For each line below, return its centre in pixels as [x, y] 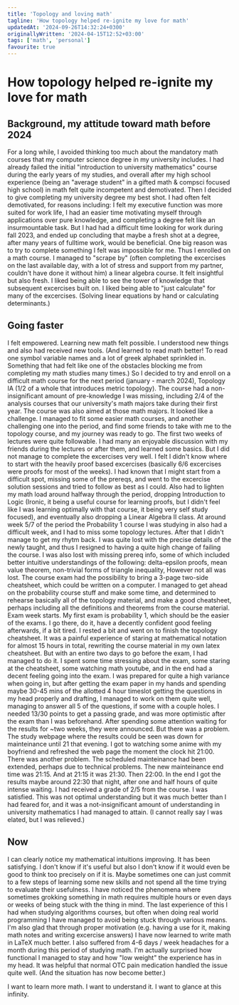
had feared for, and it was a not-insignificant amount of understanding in [114, 804]
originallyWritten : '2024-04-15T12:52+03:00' [76, 34]
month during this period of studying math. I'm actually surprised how [110, 950]
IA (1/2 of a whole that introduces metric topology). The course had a [108, 388]
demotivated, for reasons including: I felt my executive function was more [115, 205]
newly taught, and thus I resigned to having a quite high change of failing [114, 547]
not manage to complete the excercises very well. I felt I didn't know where [117, 456]
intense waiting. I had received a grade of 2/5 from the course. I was [108, 789]
